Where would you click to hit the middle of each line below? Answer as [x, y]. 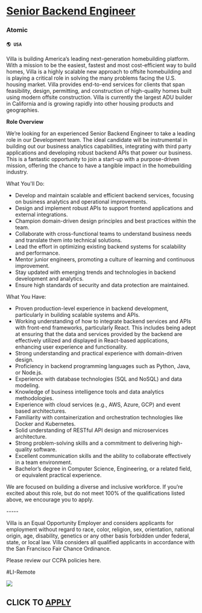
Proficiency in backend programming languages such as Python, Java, [103, 366]
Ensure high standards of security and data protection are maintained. [102, 285]
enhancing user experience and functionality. [71, 347]
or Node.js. [29, 373]
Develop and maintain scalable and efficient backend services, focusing [104, 195]
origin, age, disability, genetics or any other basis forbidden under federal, [98, 536]
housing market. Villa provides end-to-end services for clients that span [96, 84]
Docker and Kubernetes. [45, 424]
